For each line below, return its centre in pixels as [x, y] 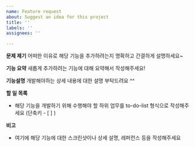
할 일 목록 [17, 93]
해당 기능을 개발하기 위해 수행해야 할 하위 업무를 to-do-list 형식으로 [92, 105]
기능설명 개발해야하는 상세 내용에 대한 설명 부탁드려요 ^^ [70, 81]
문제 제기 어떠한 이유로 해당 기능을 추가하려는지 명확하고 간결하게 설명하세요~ [95, 56]
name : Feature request [34, 11]
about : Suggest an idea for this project [58, 17]
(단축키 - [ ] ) [41, 113]
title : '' [18, 22]
